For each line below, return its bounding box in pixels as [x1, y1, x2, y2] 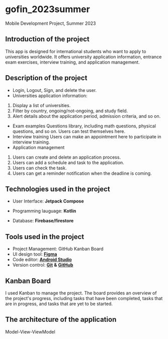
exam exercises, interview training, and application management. [5, 59, 140, 65]
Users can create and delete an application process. [12, 154, 121, 160]
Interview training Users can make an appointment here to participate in [12, 133, 161, 139]
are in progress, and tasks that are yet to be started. [5, 301, 113, 307]
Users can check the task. [12, 165, 67, 171]
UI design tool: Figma [12, 251, 57, 257]
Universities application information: [12, 92, 88, 99]
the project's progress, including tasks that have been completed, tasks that [5, 296, 163, 301]
